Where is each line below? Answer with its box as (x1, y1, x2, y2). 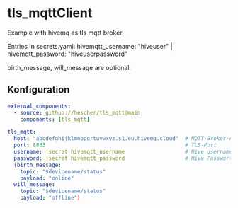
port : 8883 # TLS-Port (13, 141, 217, 149)
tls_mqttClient (7, 5, 93, 21)
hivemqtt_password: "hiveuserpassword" (7, 50, 128, 58)
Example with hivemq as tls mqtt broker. (7, 28, 124, 37)
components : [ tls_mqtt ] (20, 115, 91, 123)
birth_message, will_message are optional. (7, 63, 132, 71)
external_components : (7, 103, 72, 110)
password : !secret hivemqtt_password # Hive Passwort (13, 154, 233, 162)
